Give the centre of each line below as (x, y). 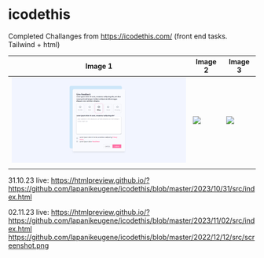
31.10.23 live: (29, 180)
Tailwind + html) (34, 44)
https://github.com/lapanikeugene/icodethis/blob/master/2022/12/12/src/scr (132, 238)
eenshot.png (29, 245)
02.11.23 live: (29, 213)
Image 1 (99, 66)
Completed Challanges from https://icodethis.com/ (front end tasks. (118, 36)
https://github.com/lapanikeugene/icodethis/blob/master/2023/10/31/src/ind (132, 189)
